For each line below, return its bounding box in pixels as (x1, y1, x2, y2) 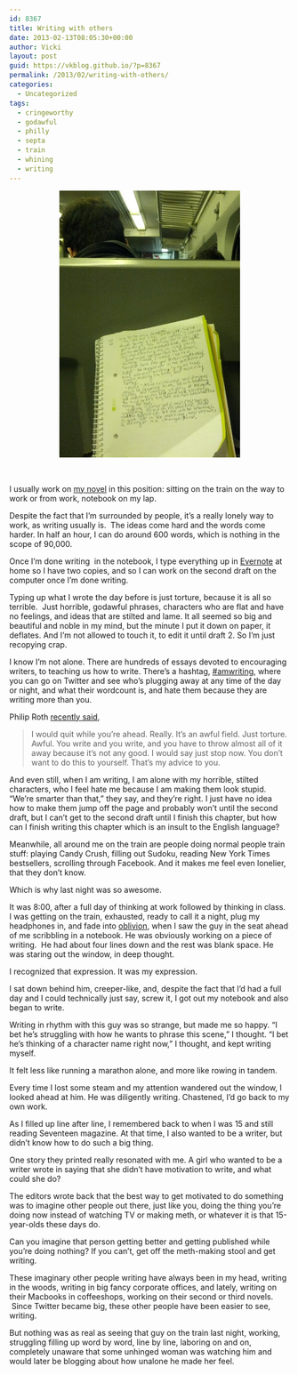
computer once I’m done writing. (9, 575, 129, 585)
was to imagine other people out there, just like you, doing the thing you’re (9, 1200, 282, 1210)
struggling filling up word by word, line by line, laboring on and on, (9, 1337, 252, 1347)
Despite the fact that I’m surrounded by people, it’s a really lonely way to (9, 510, 274, 520)
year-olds (9, 1218, 44, 1229)
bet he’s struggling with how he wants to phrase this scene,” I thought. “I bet (9, 1028, 289, 1040)
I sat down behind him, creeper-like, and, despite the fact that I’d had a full (9, 983, 282, 993)
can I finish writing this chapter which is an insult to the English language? (9, 821, 280, 832)
